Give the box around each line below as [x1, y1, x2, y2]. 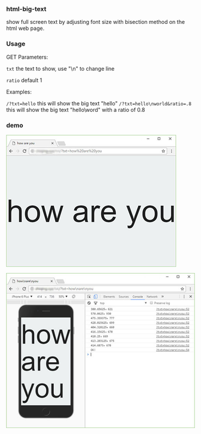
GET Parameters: [6, 53, 48, 60]
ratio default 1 [6, 77, 42, 84]
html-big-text [6, 5, 47, 13]
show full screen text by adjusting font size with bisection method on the [6, 19, 185, 26]
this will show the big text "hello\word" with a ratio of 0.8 [6, 106, 145, 113]
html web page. [6, 25, 45, 32]
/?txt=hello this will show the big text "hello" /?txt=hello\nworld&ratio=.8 [6, 99, 191, 107]
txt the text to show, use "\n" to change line [6, 65, 115, 72]
